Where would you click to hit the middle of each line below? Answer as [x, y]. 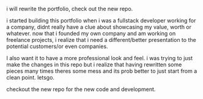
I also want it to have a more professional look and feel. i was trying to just [100, 58]
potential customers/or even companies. [57, 46]
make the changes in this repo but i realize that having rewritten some [94, 64]
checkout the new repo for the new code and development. [81, 89]
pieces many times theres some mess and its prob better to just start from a [102, 71]
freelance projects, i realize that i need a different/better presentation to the [102, 40]
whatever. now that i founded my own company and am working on [91, 33]
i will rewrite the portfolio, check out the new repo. [70, 9]
